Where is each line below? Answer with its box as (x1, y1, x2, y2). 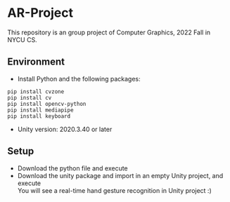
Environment (7, 56, 65, 68)
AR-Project (7, 5, 74, 21)
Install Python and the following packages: (17, 74, 141, 83)
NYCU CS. (7, 35, 37, 43)
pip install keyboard (7, 112, 71, 120)
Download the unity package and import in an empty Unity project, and (17, 171, 224, 180)
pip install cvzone (7, 88, 65, 95)
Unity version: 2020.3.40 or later (17, 125, 113, 133)
